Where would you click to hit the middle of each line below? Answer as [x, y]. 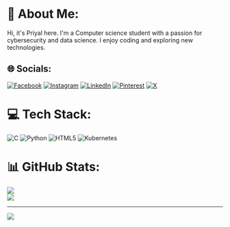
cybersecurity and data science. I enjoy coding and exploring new [100, 40]
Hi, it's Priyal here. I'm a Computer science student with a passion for [105, 33]
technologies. [26, 47]
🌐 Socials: [29, 69]
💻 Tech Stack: [49, 114]
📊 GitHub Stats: [54, 166]
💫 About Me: [43, 14]
